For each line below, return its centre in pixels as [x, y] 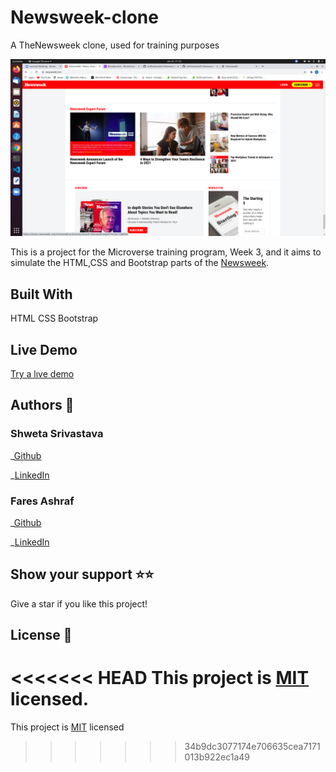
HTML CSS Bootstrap [54, 318]
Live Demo [44, 349]
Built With [41, 294]
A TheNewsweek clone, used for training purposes [115, 45]
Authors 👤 [42, 405]
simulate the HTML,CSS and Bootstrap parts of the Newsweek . [140, 263]
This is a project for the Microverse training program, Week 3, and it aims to [166, 252]
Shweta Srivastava [57, 434]
